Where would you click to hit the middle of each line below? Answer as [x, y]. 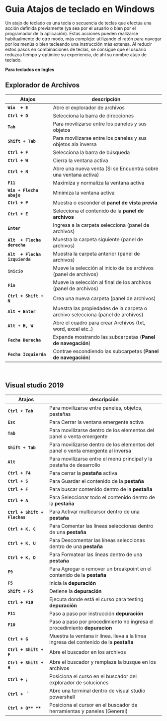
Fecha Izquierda [27, 354]
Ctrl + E [18, 214]
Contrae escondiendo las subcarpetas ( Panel [106, 351]
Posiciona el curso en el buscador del [93, 676]
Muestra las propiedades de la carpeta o [100, 308]
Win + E [18, 107]
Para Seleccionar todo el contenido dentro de [102, 497]
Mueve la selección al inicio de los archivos [103, 268]
